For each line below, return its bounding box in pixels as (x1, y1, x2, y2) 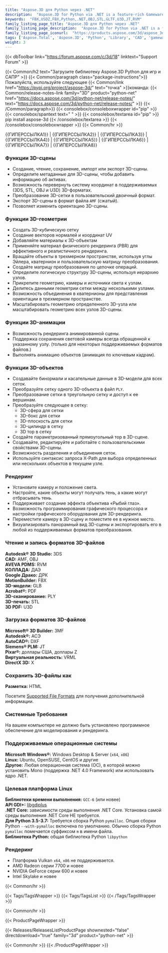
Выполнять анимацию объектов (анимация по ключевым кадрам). (12, 351, 155, 357)
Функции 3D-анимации (5, 319, 65, 326)
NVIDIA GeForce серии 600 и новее (12, 868, 88, 874)
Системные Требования (5, 711, 67, 718)
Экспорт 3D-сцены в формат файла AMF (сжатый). (12, 198, 119, 204)
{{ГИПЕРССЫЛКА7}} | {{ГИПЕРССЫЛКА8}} (5, 142, 97, 148)
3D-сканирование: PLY (5, 593, 56, 599)
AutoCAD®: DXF (5, 638, 39, 644)
